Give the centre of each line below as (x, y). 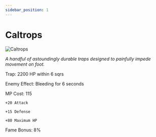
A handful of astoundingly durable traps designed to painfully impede (78, 59)
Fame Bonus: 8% (23, 130)
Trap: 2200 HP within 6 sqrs (35, 74)
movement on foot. (25, 64)
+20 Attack (17, 103)
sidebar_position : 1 (27, 10)
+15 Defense (18, 112)
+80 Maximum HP (21, 120)
